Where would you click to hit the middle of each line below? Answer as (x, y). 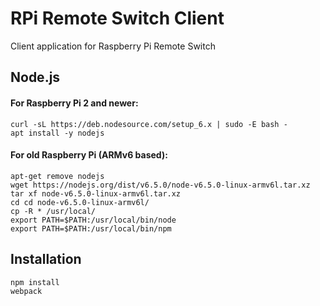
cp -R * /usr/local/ (53, 211)
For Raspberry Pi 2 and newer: (74, 103)
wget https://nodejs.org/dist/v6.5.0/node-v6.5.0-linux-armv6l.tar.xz (160, 185)
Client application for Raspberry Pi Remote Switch (113, 46)
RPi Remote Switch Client (117, 18)
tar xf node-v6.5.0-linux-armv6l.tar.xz (96, 193)
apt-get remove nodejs (57, 176)
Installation (46, 259)
